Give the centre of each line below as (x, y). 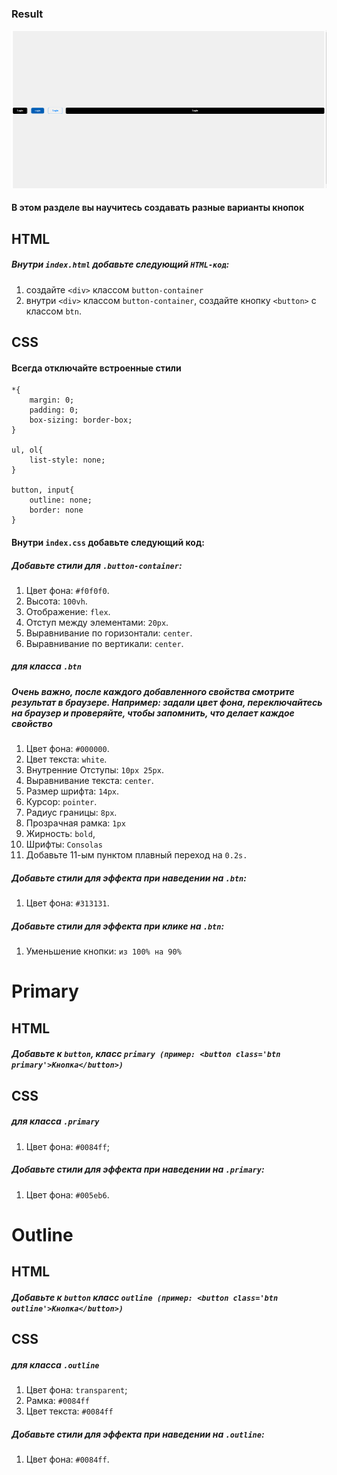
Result (27, 14)
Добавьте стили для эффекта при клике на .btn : (118, 926)
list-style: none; (67, 460)
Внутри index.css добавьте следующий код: (108, 542)
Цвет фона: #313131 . (67, 903)
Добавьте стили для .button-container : (97, 565)
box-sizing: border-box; (81, 420)
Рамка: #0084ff (57, 1401)
